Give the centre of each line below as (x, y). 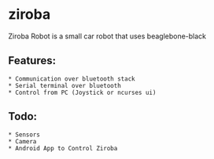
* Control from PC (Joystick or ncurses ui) (82, 92)
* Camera (22, 141)
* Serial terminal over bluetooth (65, 85)
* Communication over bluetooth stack (72, 79)
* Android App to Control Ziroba (63, 148)
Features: (32, 61)
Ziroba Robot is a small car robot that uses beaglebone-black (107, 36)
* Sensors (24, 135)
